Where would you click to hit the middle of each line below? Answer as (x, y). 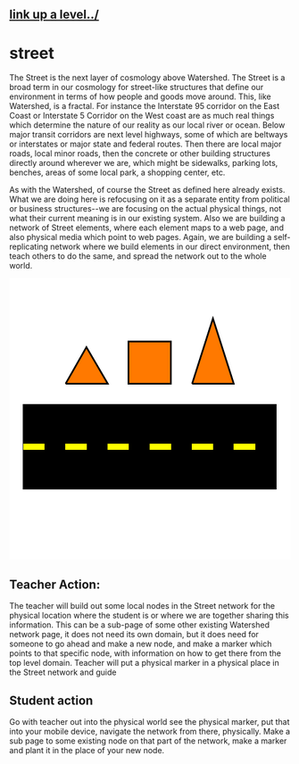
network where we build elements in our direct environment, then (170, 247)
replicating (29, 247)
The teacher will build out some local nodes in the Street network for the (142, 606)
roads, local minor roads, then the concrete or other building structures (140, 154)
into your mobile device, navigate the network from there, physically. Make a (150, 731)
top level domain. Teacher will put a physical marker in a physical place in (144, 663)
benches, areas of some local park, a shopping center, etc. (117, 172)
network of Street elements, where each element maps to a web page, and (146, 228)
